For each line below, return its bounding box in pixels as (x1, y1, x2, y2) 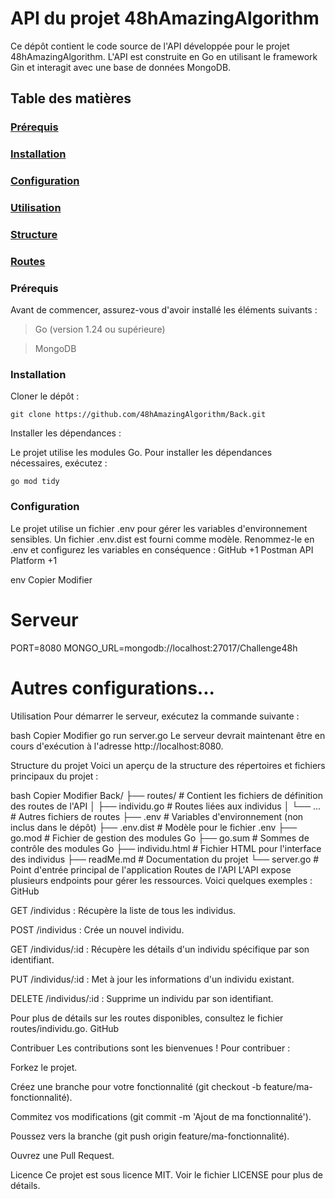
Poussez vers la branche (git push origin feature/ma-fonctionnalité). (10, 1130, 290, 1142)
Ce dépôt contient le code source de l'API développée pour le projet (10, 40, 290, 52)
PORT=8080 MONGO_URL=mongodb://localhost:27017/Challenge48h (10, 642, 298, 654)
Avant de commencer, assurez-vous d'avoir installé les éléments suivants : (10, 304, 318, 316)
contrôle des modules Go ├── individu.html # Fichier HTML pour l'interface (10, 842, 322, 854)
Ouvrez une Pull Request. (10, 1149, 115, 1161)
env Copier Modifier (10, 573, 93, 586)
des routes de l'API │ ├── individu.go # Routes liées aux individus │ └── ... (10, 800, 322, 812)
